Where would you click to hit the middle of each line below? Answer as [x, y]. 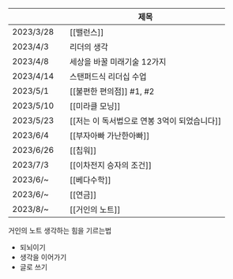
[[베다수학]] [91, 180]
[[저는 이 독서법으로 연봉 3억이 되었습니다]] [146, 121]
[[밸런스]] [87, 32]
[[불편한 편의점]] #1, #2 [112, 91]
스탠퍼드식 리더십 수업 [108, 76]
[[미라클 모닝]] [95, 106]
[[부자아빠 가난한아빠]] [110, 136]
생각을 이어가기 [43, 257]
